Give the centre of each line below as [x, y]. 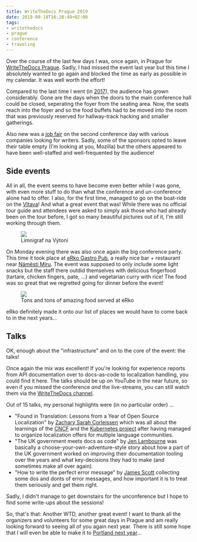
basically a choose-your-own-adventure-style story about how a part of [102, 447]
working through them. [34, 223]
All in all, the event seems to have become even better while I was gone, [94, 185]
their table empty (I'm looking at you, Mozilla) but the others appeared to [94, 146]
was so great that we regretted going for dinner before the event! [85, 282]
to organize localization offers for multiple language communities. [94, 435]
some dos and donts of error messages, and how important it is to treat [101, 478]
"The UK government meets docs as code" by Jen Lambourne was [96, 441]
